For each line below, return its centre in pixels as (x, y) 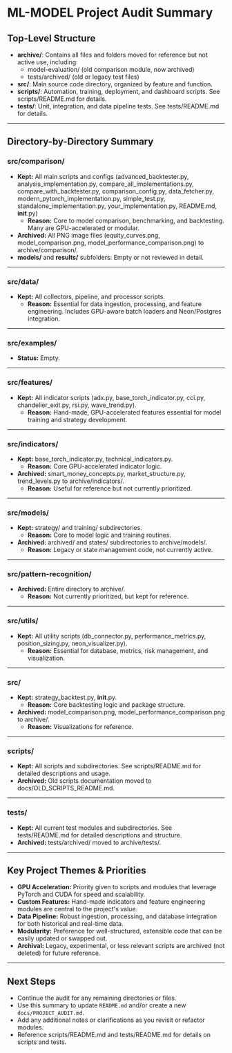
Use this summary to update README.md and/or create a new (101, 1005)
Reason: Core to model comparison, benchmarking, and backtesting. (126, 220)
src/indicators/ (33, 444)
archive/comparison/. (47, 249)
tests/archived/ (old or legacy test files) (83, 77)
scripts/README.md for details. (62, 99)
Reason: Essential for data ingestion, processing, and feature (115, 304)
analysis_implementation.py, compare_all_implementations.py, (106, 184)
